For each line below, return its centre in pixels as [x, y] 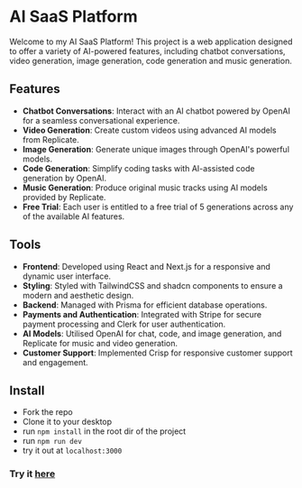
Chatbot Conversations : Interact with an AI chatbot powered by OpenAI [156, 111]
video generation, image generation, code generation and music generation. [151, 60]
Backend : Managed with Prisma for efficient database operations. [145, 305]
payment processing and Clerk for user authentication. [124, 324]
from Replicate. [50, 139]
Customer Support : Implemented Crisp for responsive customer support [157, 353]
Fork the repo [48, 412]
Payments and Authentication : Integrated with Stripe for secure [142, 314]
